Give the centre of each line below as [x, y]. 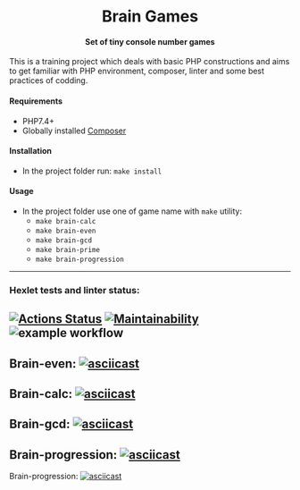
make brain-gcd [63, 241]
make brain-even [66, 231]
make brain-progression [80, 259]
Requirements [36, 101]
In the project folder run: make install [92, 171]
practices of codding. [49, 80]
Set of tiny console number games [150, 41]
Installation [30, 151]
